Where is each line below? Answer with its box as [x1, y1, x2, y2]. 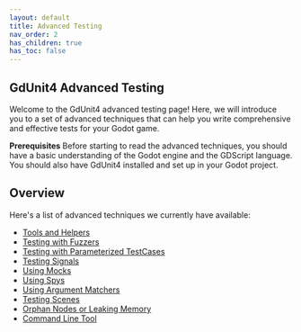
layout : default [9, 13, 70, 22]
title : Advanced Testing [9, 22, 102, 31]
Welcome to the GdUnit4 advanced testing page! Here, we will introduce [9, 103, 278, 114]
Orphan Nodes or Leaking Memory [22, 303, 152, 314]
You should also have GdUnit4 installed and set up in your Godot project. [9, 159, 279, 170]
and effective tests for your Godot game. [9, 122, 160, 133]
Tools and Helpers [22, 227, 91, 238]
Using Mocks [22, 265, 72, 275]
